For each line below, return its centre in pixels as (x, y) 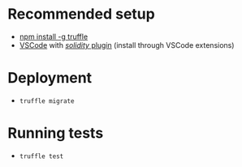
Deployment (50, 78)
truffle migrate (47, 101)
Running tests (56, 133)
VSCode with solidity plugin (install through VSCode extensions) (127, 45)
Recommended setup (81, 14)
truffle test (41, 156)
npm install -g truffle (54, 36)
